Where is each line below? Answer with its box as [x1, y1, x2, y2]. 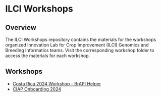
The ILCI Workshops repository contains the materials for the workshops [5, 36, 156, 42]
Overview [5, 23, 37, 32]
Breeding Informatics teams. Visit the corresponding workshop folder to [5, 47, 155, 53]
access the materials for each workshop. [5, 53, 90, 59]
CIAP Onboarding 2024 [12, 86, 62, 92]
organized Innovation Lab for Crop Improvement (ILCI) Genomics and [5, 42, 149, 48]
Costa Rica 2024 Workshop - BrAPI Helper [12, 80, 101, 86]
